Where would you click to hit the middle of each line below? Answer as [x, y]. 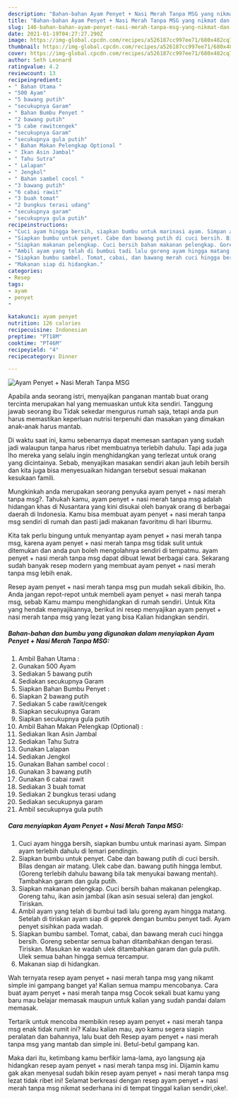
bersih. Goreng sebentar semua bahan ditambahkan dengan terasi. [116, 942]
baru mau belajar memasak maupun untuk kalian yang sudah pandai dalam [117, 1000]
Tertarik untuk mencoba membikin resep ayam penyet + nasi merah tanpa [115, 1022]
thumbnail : [24, 47]
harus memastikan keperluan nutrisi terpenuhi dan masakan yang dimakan [116, 419]
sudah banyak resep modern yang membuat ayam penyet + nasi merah [112, 566]
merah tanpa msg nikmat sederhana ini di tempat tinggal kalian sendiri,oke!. [118, 1088]
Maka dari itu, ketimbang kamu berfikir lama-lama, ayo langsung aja [107, 1058]
